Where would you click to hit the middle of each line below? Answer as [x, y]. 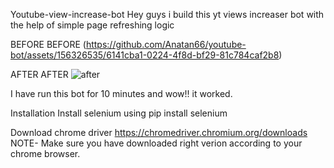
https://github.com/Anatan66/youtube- [166, 44]
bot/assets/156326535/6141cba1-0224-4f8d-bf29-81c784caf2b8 [145, 55]
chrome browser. [45, 153]
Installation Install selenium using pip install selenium [119, 113]
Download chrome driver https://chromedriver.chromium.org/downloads [159, 132]
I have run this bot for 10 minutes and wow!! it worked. [121, 93]
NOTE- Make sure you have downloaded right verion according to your [156, 143]
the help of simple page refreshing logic [92, 25]
